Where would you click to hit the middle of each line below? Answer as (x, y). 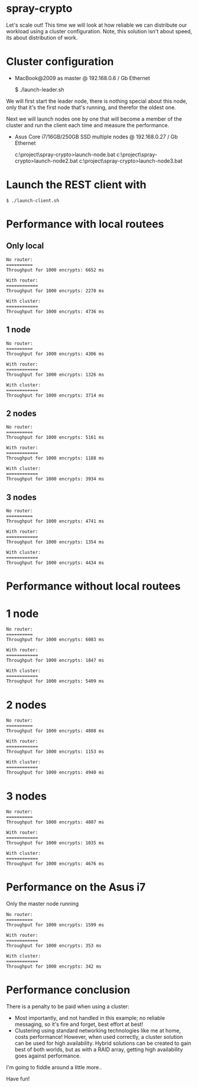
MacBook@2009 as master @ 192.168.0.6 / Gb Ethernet (82, 78)
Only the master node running (43, 904)
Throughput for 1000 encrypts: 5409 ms (55, 682)
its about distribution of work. (42, 37)
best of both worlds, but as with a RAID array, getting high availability (99, 1050)
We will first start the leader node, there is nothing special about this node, (97, 101)
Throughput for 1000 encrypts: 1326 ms (55, 375)
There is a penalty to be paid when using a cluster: (68, 1007)
